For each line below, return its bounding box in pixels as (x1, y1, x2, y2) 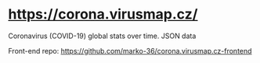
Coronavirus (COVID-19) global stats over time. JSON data (8, 31, 197, 40)
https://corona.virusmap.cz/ (8, 5, 198, 23)
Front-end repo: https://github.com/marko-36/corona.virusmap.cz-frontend (8, 46, 252, 55)
